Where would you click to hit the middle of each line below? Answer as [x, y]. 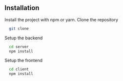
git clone [19, 29]
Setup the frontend [23, 61]
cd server [19, 47]
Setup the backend [24, 38]
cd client [19, 69]
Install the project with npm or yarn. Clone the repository [61, 19]
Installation [22, 8]
